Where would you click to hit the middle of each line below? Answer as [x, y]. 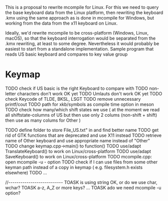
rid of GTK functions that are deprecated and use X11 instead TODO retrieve [83, 135]
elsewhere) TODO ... [26, 172]
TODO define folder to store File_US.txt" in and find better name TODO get [82, 130]
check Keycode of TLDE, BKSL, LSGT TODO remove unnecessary [73, 99]
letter [11, 93]
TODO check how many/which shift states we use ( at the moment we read [82, 109]
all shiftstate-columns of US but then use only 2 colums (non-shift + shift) [81, 115]
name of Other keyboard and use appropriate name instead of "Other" [78, 140]
